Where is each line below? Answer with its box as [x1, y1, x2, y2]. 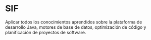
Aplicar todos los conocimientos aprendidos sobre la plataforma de [5, 19, 142, 25]
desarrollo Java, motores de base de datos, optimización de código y [5, 24, 147, 30]
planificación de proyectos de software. [5, 29, 86, 35]
